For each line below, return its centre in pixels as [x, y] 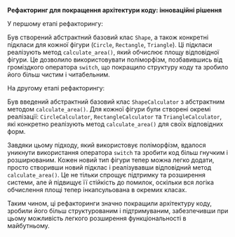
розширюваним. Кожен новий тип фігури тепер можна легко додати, [111, 160]
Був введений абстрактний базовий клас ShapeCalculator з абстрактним [116, 102]
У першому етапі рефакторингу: [55, 23]
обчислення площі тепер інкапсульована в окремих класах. [97, 190]
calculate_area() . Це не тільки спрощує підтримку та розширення [106, 175]
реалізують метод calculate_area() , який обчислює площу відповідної [113, 52]
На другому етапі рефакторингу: [56, 88]
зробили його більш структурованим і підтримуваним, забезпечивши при [118, 211]
